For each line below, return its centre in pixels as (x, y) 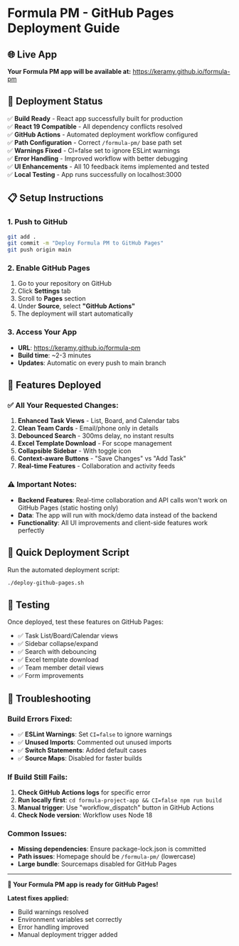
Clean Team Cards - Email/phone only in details (88, 429)
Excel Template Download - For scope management (95, 444)
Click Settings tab (44, 291)
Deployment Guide (64, 28)
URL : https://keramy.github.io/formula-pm (79, 348)
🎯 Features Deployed (54, 385)
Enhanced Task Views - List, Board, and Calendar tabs (99, 421)
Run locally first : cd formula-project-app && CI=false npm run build (119, 800)
